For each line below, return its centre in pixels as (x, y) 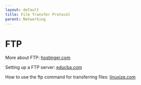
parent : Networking (25, 19)
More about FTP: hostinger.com (38, 57)
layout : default (22, 10)
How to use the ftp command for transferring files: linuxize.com (70, 77)
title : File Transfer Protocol (38, 14)
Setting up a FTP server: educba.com (44, 67)
